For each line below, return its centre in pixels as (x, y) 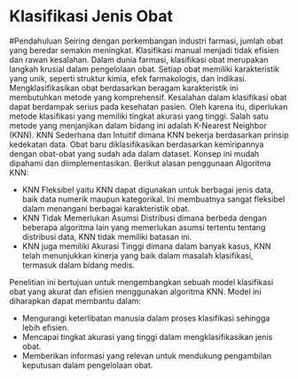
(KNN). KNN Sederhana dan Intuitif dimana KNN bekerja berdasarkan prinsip (149, 135)
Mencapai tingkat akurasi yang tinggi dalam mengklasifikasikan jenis (147, 336)
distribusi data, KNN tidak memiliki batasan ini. (107, 236)
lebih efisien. (45, 327)
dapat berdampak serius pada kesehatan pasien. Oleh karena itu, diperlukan (149, 106)
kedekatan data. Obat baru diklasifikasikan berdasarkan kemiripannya (137, 144)
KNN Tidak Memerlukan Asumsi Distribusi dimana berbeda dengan (145, 218)
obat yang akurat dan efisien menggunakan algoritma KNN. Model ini (135, 291)
